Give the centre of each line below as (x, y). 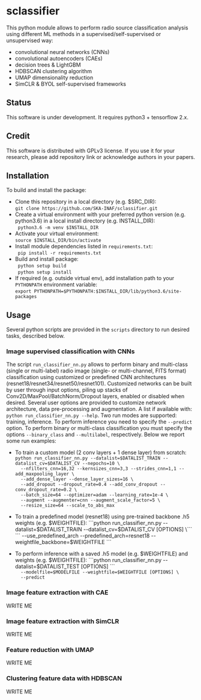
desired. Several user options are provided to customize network (86, 402)
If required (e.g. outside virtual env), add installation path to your (94, 278)
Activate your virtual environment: (57, 234)
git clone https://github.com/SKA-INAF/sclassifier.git (86, 209)
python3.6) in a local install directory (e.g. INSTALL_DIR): (85, 221)
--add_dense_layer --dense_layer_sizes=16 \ (77, 479)
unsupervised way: (30, 40)
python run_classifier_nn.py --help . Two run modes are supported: (91, 416)
